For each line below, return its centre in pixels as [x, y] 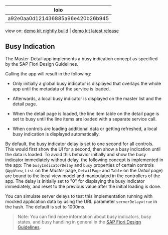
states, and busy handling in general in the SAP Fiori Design [79, 222]
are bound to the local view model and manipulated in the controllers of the [83, 176]
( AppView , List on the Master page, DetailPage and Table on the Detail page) [84, 170]
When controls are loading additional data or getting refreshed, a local [85, 129]
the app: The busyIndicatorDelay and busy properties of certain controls [79, 165]
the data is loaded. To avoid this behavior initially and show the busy [76, 154]
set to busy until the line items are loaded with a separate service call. [85, 119]
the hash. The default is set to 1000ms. [45, 207]
